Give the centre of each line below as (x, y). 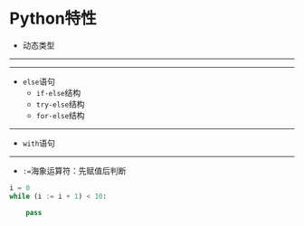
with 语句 (39, 143)
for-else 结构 (60, 115)
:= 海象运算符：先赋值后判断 (74, 170)
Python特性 (53, 19)
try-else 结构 (60, 104)
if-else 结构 (58, 92)
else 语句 (39, 81)
